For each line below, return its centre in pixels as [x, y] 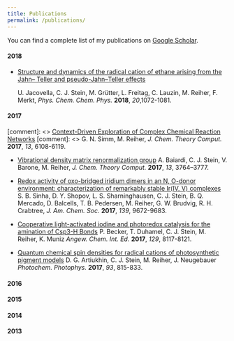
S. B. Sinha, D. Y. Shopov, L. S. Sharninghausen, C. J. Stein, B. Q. [110, 196]
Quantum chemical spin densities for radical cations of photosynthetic [118, 252]
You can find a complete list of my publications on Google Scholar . [103, 40]
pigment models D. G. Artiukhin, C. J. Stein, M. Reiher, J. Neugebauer [117, 260]
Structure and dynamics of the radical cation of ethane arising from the [119, 71]
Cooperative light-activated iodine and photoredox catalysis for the [114, 224]
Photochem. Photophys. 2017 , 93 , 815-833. [80, 267]
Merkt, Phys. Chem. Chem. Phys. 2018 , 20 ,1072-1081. [95, 100]
